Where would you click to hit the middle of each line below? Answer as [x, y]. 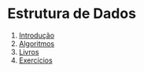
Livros [29, 52]
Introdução [37, 35]
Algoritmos [37, 43]
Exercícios [35, 60]
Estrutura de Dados [72, 14]
